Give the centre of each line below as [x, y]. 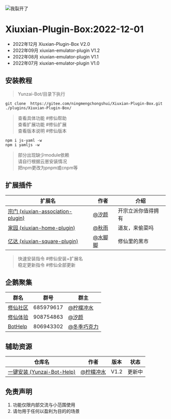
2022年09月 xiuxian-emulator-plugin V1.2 [56, 50]
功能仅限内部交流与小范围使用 [44, 405]
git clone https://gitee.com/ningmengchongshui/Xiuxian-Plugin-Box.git [84, 103]
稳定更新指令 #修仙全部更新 [47, 265]
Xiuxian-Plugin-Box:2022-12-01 [75, 29]
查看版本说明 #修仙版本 [42, 131]
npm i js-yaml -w [24, 140]
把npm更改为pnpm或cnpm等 [48, 167]
